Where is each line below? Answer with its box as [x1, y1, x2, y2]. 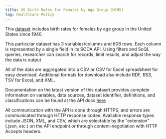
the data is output [5, 56, 41, 62]
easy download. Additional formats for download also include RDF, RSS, [5, 71, 153, 77]
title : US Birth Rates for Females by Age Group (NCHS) [5, 7, 124, 12]
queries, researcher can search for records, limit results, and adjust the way [5, 51, 161, 57]
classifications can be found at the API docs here [5, 97, 106, 103]
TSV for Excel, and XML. [5, 77, 56, 83]
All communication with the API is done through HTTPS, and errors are [5, 107, 150, 113]
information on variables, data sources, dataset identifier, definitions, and [5, 92, 156, 98]
